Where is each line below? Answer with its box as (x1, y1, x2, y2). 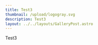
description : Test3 (5, 16, 46, 21)
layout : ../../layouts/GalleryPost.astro (5, 21, 93, 26)
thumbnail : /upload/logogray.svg (5, 12, 75, 17)
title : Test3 (5, 7, 33, 12)
